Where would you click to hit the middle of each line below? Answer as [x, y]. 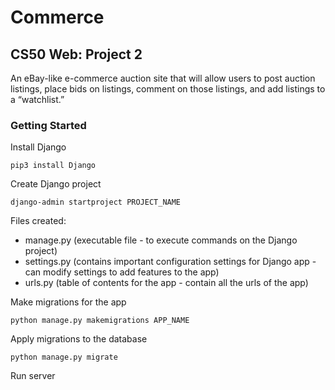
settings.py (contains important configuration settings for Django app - [170, 262]
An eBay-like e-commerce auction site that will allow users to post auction [163, 78]
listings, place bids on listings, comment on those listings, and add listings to [168, 89]
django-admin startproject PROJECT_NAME [96, 202]
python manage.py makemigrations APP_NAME [100, 321]
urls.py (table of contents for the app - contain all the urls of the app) [166, 283]
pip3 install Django [53, 166]
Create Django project [56, 184]
